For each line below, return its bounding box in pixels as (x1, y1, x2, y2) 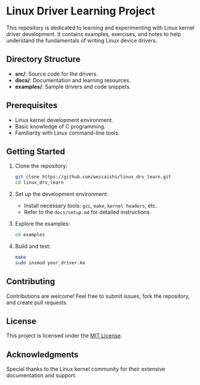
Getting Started (6, 146, 65, 157)
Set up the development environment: (14, 190, 109, 198)
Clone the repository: (14, 162, 68, 169)
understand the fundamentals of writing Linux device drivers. (6, 37, 157, 44)
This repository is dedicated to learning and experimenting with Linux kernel (6, 24, 195, 31)
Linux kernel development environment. (14, 116, 114, 124)
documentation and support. (6, 372, 77, 379)
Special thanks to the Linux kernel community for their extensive (6, 365, 165, 373)
